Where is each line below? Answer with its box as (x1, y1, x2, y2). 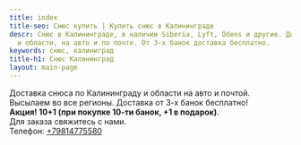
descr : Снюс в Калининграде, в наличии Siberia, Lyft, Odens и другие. (9, 30, 282, 38)
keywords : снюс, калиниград (9, 47, 115, 55)
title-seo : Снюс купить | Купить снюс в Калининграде (9, 21, 215, 30)
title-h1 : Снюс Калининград (9, 55, 115, 64)
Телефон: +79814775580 (9, 125, 103, 136)
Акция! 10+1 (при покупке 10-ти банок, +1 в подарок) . (9, 107, 219, 117)
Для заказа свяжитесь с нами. (9, 115, 127, 126)
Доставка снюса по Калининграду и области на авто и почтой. (9, 87, 251, 98)
